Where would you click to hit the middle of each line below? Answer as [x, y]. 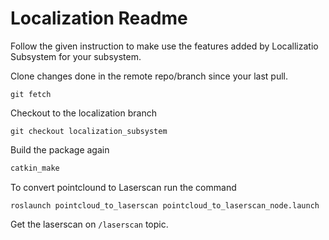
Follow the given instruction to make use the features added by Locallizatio [164, 46]
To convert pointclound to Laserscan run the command [123, 187]
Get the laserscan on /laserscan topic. [89, 224]
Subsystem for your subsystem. [76, 56]
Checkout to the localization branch [83, 113]
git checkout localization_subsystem [89, 131]
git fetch [31, 94]
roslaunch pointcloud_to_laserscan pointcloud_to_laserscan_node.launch [165, 205]
